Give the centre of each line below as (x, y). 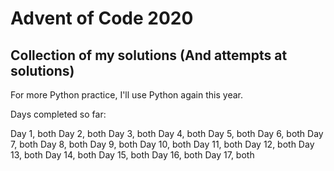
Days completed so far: (58, 114)
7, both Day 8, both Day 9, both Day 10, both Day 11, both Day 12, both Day (162, 144)
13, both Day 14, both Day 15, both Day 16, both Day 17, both (132, 155)
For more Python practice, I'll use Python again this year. (126, 95)
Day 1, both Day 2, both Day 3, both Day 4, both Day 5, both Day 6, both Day (167, 133)
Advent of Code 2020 (102, 18)
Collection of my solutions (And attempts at (149, 55)
